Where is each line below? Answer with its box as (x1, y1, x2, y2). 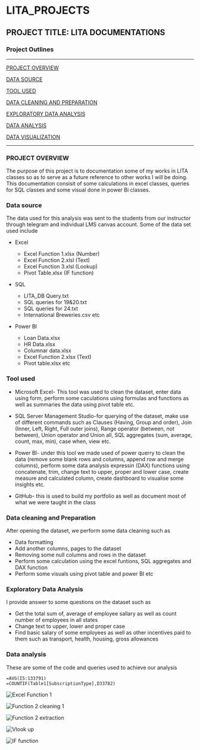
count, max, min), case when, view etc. (14, 437, 111, 445)
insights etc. (14, 480, 45, 488)
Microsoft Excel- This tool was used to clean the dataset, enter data (14, 388, 182, 395)
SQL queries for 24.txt (23, 305, 79, 312)
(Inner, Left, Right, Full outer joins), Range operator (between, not (14, 425, 174, 432)
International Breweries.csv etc (23, 311, 100, 318)
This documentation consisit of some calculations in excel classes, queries (6, 180, 189, 187)
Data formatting (14, 539, 54, 546)
